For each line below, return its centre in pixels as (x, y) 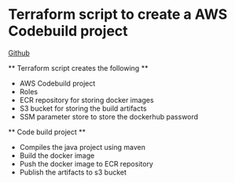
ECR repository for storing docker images (87, 100)
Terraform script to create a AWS (118, 15)
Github (19, 53)
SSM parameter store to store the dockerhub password (109, 116)
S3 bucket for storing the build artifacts (83, 108)
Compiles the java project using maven (83, 147)
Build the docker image (57, 156)
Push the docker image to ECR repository (86, 163)
